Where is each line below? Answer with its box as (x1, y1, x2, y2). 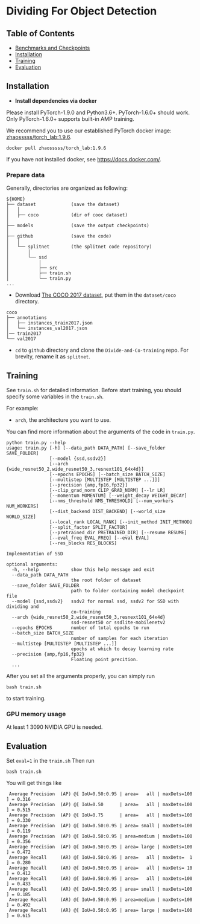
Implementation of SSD (6, 551, 63, 557)
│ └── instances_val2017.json (6, 325, 87, 332)
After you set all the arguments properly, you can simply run (6, 672, 155, 679)
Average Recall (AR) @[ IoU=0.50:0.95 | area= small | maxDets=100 (8, 887, 193, 893)
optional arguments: (6, 561, 58, 567)
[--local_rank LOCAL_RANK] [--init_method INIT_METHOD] (49, 519, 193, 525)
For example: (6, 404, 39, 412)
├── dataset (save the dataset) (6, 201, 120, 208)
